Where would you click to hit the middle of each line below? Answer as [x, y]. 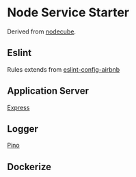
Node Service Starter [68, 13]
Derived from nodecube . [42, 31]
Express [18, 107]
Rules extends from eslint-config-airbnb [64, 69]
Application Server [48, 91]
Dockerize [29, 166]
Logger [23, 129]
